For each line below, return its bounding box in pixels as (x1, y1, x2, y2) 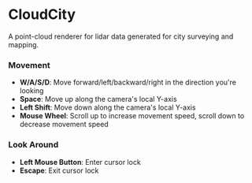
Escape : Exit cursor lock (19, 166, 99, 175)
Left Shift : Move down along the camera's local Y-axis (19, 103, 196, 112)
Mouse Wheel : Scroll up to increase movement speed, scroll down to (19, 111, 245, 121)
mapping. (8, 39, 39, 49)
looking (19, 86, 44, 95)
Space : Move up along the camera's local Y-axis (19, 95, 177, 104)
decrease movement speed (19, 120, 109, 129)
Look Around (8, 140, 59, 151)
